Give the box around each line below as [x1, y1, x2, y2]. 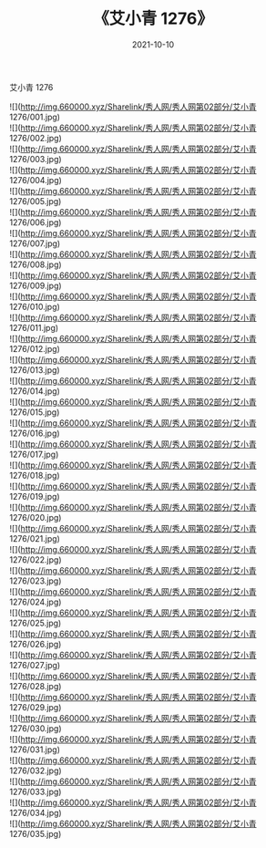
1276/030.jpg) [9, 722, 62, 734]
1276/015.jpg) [9, 407, 60, 418]
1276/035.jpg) [9, 828, 62, 839]
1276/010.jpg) [9, 301, 61, 312]
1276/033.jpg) [9, 786, 62, 797]
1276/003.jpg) [9, 153, 62, 164]
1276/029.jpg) [9, 701, 62, 712]
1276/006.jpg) [9, 216, 62, 228]
